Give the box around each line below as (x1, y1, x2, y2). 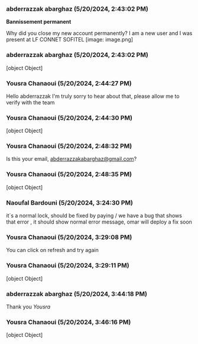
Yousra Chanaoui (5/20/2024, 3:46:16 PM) (6, 318, 131, 326)
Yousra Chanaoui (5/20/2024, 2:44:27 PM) (6, 79, 132, 87)
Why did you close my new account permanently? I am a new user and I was (6, 30, 193, 37)
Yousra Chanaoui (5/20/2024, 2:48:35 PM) (6, 170, 132, 179)
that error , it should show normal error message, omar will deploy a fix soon (6, 218, 192, 225)
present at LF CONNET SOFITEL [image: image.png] (6, 36, 134, 43)
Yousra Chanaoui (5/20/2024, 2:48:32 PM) (6, 142, 132, 150)
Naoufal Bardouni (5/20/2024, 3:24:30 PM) (6, 198, 133, 206)
